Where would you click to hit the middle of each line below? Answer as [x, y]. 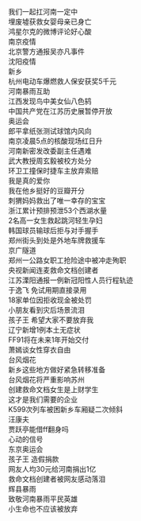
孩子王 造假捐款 [34, 459]
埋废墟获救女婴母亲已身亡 [50, 21]
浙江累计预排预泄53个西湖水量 [57, 210]
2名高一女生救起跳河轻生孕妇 [55, 220]
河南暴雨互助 [29, 91]
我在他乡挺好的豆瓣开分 [46, 191]
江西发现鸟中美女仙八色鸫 [50, 101]
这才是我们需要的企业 [43, 399]
